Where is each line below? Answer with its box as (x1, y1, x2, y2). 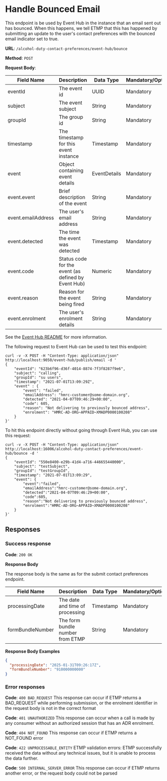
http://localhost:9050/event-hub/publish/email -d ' (5, 357, 117, 363)
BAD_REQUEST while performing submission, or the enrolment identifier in (5, 700, 158, 706)
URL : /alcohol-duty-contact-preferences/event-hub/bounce (5, 45, 128, 51)
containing (59, 167, 83, 174)
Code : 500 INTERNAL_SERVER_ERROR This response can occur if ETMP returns (5, 765, 160, 771)
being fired (59, 300, 84, 307)
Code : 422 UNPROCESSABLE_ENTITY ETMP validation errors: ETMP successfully (5, 745, 162, 751)
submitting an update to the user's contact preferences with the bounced (5, 30, 155, 36)
